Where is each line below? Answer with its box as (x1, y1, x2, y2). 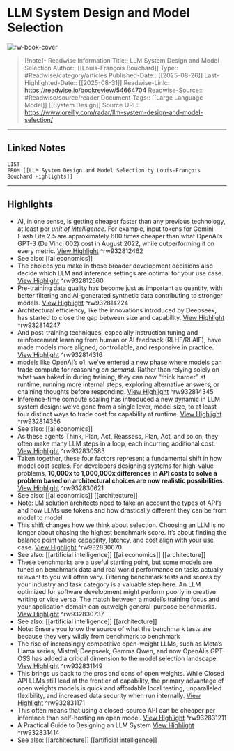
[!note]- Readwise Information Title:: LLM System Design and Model (24, 56, 219, 64)
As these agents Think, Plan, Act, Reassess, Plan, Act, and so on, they (17, 432, 219, 440)
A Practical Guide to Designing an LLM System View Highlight (17, 720, 195, 729)
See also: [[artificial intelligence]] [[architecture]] (17, 617, 157, 625)
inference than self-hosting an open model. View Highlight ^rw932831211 (17, 713, 227, 722)
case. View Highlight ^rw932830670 (17, 543, 123, 552)
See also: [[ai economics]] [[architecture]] (17, 491, 138, 499)
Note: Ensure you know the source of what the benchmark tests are (17, 624, 212, 632)
